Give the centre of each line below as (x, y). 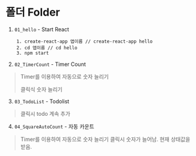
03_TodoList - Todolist (42, 101)
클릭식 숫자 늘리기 (41, 89)
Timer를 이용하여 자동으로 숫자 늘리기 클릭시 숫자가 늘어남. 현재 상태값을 (105, 139)
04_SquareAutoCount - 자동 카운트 (54, 126)
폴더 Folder (33, 12)
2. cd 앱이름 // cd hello (47, 48)
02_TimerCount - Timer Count (50, 64)
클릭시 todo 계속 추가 (45, 113)
